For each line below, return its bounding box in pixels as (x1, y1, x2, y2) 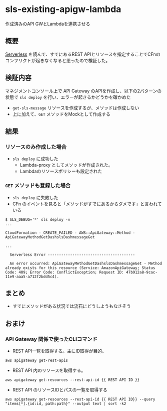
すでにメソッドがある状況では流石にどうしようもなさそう (12, 303, 131, 309)
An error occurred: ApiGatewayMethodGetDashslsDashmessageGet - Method (9, 261, 162, 266)
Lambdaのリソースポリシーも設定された (19, 168, 102, 174)
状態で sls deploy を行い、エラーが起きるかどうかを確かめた (5, 94, 131, 100)
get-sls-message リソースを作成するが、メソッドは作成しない (12, 104, 139, 111)
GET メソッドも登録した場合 (5, 182, 71, 189)
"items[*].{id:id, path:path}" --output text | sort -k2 (5, 401, 126, 406)
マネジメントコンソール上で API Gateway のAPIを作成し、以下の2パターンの (5, 88, 162, 94)
